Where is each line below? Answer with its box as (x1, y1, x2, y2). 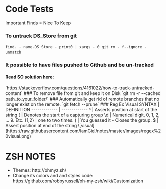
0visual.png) (5, 133, 31, 139)
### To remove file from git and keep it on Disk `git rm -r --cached (23, 90, 161, 97)
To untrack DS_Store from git (5, 32, 77, 39)
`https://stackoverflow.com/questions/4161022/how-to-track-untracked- (5, 85, 155, 91)
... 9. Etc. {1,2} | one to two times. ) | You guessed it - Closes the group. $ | (5, 117, 159, 123)
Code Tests (5, 3, 54, 15)
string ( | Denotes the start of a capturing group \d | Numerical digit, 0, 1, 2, (5, 112, 160, 118)
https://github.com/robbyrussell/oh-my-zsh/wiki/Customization (12, 178, 144, 184)
